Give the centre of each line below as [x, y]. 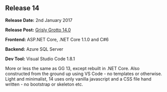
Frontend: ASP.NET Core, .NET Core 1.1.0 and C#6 [57, 39]
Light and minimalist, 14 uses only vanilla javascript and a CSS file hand [78, 79]
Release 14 [22, 8]
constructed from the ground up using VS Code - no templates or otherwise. [84, 74]
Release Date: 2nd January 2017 [39, 20]
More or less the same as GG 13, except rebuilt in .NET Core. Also [72, 68]
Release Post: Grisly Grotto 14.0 [38, 30]
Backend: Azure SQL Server [34, 49]
